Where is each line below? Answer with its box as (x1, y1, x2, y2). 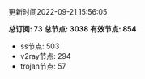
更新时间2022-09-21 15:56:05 (8, 7, 108, 16)
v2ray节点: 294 (19, 52, 71, 60)
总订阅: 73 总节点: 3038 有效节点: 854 (8, 24, 137, 34)
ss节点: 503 (19, 41, 60, 51)
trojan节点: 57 (19, 61, 66, 71)
